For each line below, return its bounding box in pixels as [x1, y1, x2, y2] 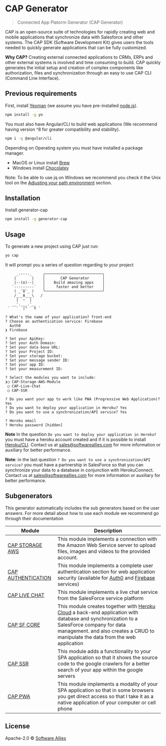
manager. [5, 150, 25, 156]
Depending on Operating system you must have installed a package [5, 145, 143, 151]
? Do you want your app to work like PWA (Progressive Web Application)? [5, 396, 161, 401]
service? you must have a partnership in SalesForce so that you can [5, 462, 144, 468]
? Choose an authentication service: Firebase [5, 319, 103, 324]
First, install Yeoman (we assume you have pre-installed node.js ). [5, 102, 138, 109]
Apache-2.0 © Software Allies [5, 735, 67, 741]
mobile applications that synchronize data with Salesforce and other [5, 34, 144, 40]
